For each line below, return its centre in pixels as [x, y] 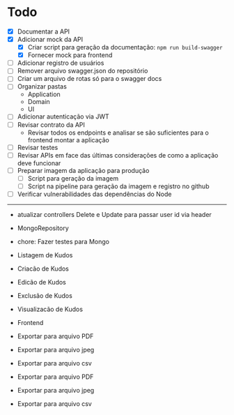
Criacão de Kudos [43, 269]
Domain [39, 102]
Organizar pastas [42, 86]
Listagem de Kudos [45, 255]
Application [44, 94]
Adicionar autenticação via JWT [63, 116]
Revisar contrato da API [51, 124]
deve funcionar [39, 163]
